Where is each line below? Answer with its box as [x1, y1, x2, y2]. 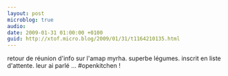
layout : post [7, 10, 45, 17]
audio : [7, 23, 26, 29]
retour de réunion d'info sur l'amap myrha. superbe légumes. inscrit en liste [7, 54, 222, 62]
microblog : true [7, 16, 54, 23]
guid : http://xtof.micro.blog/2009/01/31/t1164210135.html [7, 36, 180, 42]
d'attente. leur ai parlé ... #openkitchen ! [7, 62, 121, 70]
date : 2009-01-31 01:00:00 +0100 [7, 29, 103, 36]
